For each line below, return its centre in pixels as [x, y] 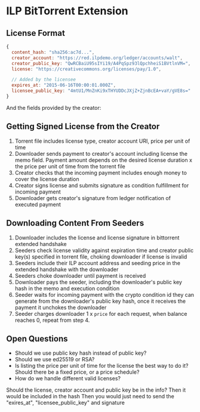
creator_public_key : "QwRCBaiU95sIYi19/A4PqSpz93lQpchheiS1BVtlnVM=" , [101, 63]
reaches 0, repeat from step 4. [52, 320]
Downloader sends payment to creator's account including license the [101, 153]
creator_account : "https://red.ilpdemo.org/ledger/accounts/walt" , [97, 58]
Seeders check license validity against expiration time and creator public [104, 250]
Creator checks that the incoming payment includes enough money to [101, 173]
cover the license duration [47, 179]
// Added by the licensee [44, 80]
